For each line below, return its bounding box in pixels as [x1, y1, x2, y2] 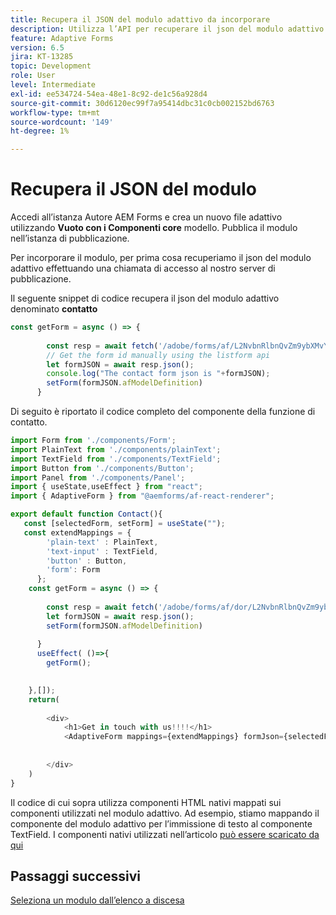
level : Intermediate [10, 80, 97, 90]
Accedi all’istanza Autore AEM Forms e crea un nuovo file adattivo [10, 211, 283, 223]
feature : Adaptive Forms [10, 33, 114, 43]
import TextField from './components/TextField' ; [10, 454, 222, 464]
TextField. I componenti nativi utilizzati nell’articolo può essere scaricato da [10, 828, 320, 840]
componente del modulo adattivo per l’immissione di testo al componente [10, 817, 313, 830]
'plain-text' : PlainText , [46, 537, 159, 547]
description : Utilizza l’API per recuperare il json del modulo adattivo [10, 24, 325, 34]
